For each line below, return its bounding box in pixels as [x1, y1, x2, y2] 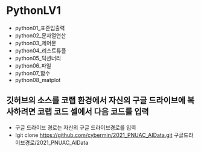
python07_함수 [14, 69, 51, 77]
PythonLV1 [6, 4, 62, 17]
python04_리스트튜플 [14, 46, 66, 54]
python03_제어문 [14, 39, 57, 46]
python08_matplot [14, 76, 61, 83]
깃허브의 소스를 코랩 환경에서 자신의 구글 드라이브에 [6, 95, 186, 106]
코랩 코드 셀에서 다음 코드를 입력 [37, 107, 149, 117]
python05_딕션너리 [14, 54, 62, 62]
